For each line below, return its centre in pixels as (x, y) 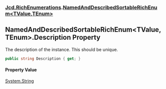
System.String (20, 81)
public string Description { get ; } (43, 59)
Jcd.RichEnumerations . (34, 7)
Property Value (21, 70)
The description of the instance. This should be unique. (61, 49)
